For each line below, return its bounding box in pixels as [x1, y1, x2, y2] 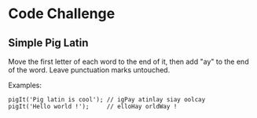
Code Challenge [8, 5, 116, 23]
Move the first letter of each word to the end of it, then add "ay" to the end [8, 57, 249, 66]
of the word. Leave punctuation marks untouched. [8, 65, 171, 75]
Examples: [8, 80, 42, 90]
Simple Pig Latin [8, 36, 89, 50]
